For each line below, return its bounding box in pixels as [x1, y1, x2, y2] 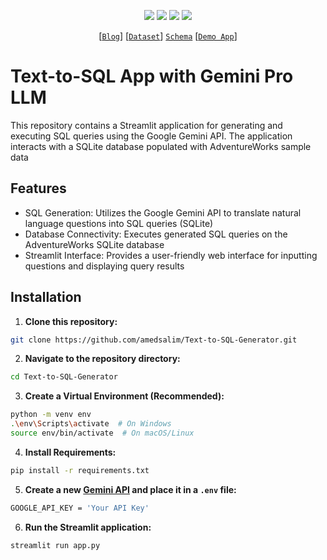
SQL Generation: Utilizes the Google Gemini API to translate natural [24, 206, 302, 219]
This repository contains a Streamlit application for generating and [10, 119, 283, 131]
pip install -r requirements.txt [10, 465, 150, 475]
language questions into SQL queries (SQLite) [24, 217, 214, 229]
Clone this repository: [24, 315, 118, 327]
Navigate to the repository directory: [24, 353, 181, 365]
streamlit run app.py [10, 540, 101, 550]
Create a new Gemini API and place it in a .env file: [24, 483, 237, 495]
